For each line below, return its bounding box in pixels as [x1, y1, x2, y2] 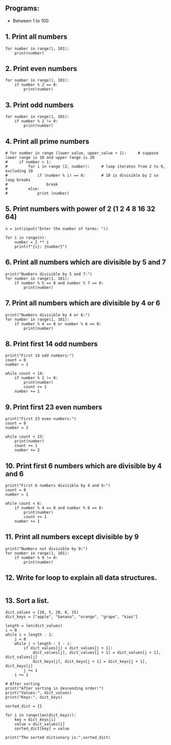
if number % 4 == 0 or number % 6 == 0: [14, 321, 102, 327]
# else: [5, 187, 40, 192]
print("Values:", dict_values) [5, 690, 72, 695]
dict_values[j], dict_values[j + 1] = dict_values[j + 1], [32, 650, 161, 656]
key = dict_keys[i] [14, 717, 56, 723]
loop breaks [5, 177, 31, 183]
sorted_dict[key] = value [14, 726, 70, 731]
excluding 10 [5, 169, 33, 174]
